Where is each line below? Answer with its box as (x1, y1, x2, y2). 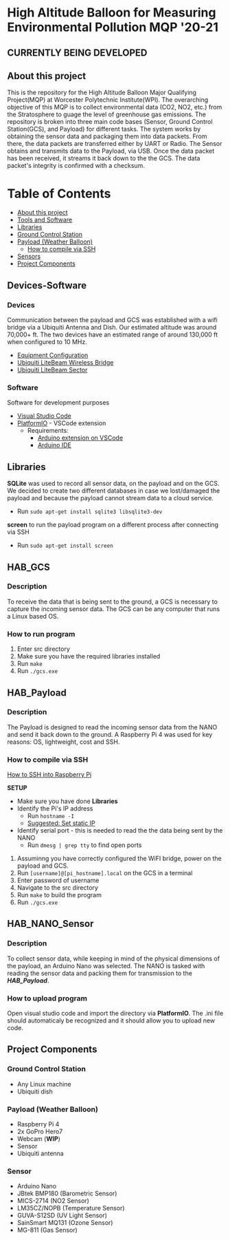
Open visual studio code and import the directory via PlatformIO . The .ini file (7, 1009, 224, 1018)
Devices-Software (7, 279, 87, 291)
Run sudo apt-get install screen (16, 542, 113, 550)
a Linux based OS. (7, 612, 59, 620)
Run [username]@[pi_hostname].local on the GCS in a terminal (16, 869, 193, 877)
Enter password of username (16, 876, 100, 885)
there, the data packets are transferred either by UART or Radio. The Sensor (7, 140, 222, 148)
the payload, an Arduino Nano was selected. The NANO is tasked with (7, 961, 205, 970)
